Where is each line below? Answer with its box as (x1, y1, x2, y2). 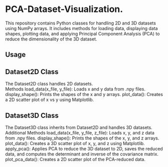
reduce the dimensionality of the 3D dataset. (5, 36, 97, 42)
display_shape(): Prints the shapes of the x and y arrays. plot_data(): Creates (5, 91, 163, 97)
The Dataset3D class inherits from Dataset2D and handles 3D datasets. (5, 124, 152, 130)
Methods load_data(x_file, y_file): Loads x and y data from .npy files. (5, 86, 145, 92)
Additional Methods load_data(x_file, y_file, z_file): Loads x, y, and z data (5, 129, 154, 135)
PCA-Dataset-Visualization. (5, 3, 123, 15)
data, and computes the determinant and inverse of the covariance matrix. (5, 151, 159, 157)
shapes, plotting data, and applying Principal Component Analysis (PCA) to (5, 30, 160, 36)
